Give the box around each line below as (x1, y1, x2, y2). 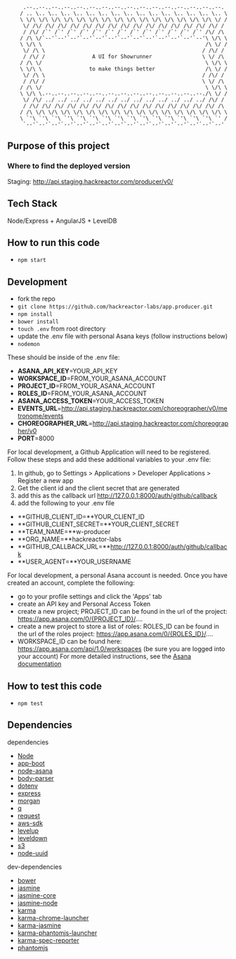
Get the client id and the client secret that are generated (17, 484, 180, 493)
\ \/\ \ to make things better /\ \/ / (20, 66, 228, 73)
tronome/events (17, 412, 64, 420)
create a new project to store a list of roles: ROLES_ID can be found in (17, 622, 219, 631)
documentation (17, 660, 62, 668)
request (17, 811, 40, 819)
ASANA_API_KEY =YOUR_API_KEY (17, 367, 118, 376)
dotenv (17, 781, 39, 790)
